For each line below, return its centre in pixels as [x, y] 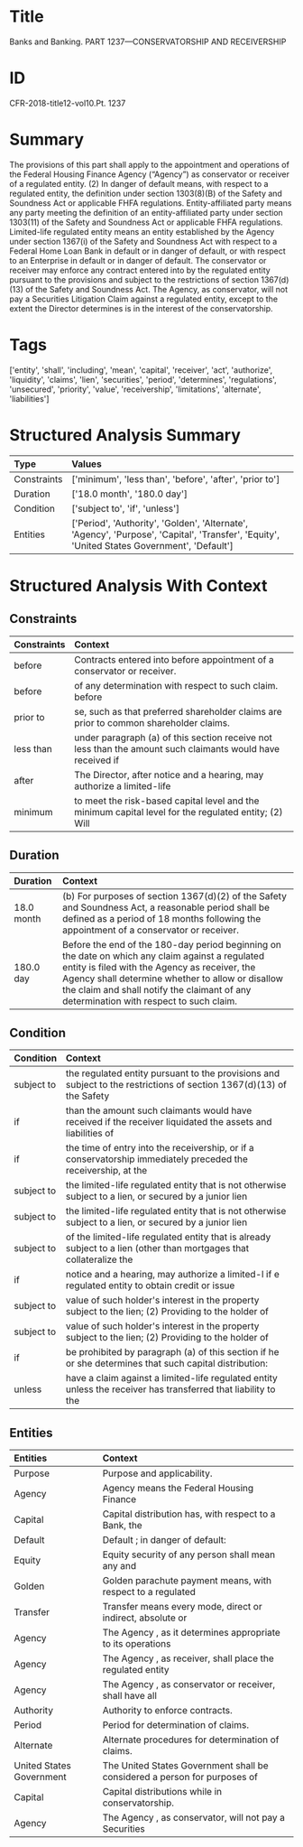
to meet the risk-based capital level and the [167, 801]
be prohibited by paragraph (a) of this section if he [173, 1352]
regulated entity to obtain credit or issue [151, 1285]
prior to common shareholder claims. [152, 722]
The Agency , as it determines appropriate [192, 1633]
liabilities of [90, 1133]
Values [87, 464]
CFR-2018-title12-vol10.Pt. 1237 [68, 103]
